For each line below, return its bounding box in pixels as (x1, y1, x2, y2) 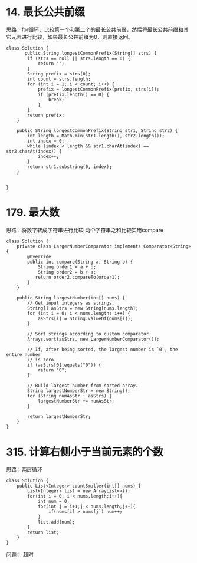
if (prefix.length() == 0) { (37, 91, 110, 97)
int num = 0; (37, 498, 70, 504)
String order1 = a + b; (37, 264, 96, 270)
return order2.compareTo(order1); (35, 274, 120, 280)
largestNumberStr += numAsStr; (37, 398, 115, 404)
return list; (27, 529, 60, 535)
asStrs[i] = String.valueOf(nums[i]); (37, 315, 133, 321)
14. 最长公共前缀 (6, 5, 86, 19)
